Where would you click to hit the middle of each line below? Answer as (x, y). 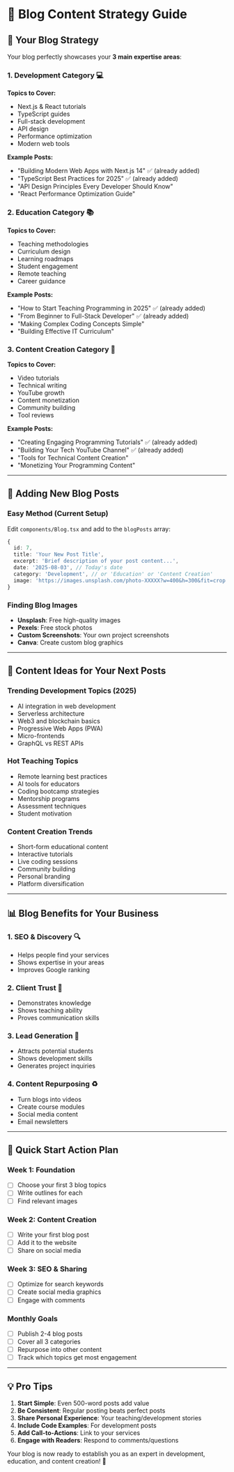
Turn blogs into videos (49, 1099)
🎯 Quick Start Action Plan (63, 1150)
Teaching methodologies (53, 244)
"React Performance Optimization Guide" (76, 194)
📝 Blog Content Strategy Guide (97, 14)
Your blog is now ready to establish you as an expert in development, (106, 1453)
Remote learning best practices (62, 776)
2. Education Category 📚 (50, 212)
